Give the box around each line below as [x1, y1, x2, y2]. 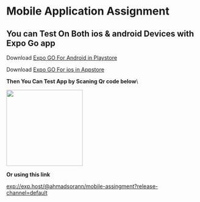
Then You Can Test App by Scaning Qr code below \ [6, 78, 138, 85]
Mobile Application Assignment [6, 4, 170, 18]
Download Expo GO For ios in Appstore [6, 66, 105, 73]
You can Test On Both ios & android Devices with [6, 29, 195, 39]
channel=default [6, 189, 48, 196]
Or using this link [6, 171, 51, 178]
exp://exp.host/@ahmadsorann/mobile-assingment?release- [6, 183, 159, 190]
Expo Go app [6, 38, 56, 48]
